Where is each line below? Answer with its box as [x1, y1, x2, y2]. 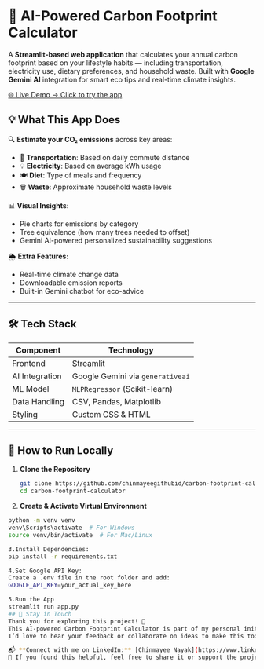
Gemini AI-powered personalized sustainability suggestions [19, 236, 213, 245]
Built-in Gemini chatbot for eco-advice [19, 286, 144, 295]
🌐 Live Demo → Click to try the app [8, 90, 123, 99]
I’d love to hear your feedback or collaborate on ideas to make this [8, 632, 244, 640]
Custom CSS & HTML [71, 408, 151, 419]
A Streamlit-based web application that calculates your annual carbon [8, 49, 238, 59]
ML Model [12, 383, 49, 394]
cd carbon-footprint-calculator [19, 487, 126, 495]
